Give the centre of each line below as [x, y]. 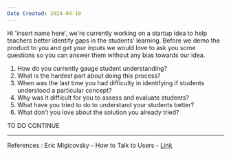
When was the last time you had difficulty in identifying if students [111, 82]
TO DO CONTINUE [33, 125]
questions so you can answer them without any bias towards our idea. [106, 55]
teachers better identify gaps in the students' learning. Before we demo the [114, 40]
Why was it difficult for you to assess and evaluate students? [103, 98]
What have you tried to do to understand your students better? [106, 104]
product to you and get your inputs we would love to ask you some [101, 47]
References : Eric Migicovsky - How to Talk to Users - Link [90, 145]
